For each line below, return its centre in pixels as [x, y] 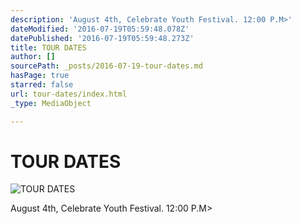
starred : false [42, 85]
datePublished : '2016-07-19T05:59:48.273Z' [102, 38]
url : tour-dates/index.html [69, 94]
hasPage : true [40, 76]
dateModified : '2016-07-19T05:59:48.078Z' [100, 29]
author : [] [33, 57]
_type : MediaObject [51, 103]
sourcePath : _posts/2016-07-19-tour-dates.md [106, 66]
